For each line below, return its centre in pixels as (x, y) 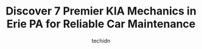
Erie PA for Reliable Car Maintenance (101, 24)
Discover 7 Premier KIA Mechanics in (101, 11)
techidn (101, 41)
